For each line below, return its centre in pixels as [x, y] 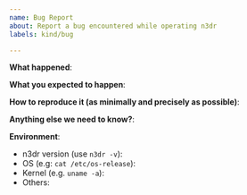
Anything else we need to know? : [72, 119]
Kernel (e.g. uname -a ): [63, 173]
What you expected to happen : [68, 85]
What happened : [41, 67]
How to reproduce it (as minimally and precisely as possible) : [124, 102]
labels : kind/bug [41, 34]
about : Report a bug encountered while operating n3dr [113, 26]
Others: [36, 182]
